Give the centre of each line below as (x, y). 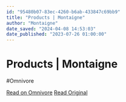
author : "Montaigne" (32, 23)
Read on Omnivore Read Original (47, 93)
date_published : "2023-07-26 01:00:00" (57, 34)
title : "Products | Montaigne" (46, 18)
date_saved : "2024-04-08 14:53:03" (51, 29)
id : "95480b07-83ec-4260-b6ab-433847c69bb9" (63, 12)
